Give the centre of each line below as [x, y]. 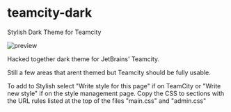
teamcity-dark [50, 13]
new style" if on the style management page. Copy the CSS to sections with [116, 93]
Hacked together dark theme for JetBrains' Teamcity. [83, 59]
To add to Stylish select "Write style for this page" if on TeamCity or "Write [114, 86]
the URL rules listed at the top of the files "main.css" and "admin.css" [107, 101]
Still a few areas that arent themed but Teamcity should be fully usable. [109, 72]
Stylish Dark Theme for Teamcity [54, 32]
